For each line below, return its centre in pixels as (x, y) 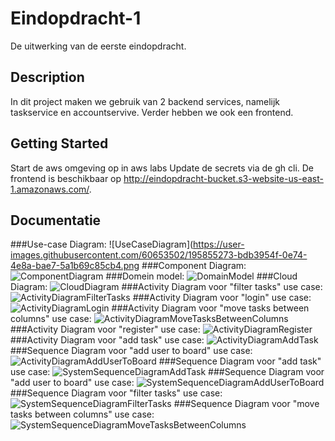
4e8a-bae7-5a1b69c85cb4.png (75, 266)
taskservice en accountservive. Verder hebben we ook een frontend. (152, 112)
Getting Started (59, 143)
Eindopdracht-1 (76, 18)
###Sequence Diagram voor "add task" (240, 361)
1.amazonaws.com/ (50, 189)
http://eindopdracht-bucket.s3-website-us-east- (223, 178)
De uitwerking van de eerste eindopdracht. (98, 46)
